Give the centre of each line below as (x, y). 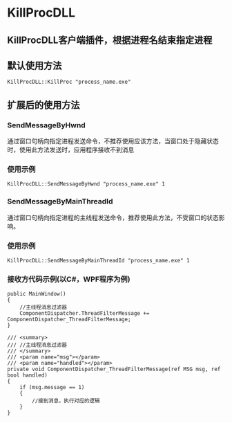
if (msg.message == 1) (52, 388)
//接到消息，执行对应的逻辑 (66, 401)
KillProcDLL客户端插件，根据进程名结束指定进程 (110, 40)
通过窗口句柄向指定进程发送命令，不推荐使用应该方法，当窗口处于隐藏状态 (113, 141)
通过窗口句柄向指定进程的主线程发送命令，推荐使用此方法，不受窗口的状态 (113, 217)
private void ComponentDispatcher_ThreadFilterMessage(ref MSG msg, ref (114, 369)
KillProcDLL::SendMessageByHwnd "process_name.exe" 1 (86, 184)
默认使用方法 (35, 65)
